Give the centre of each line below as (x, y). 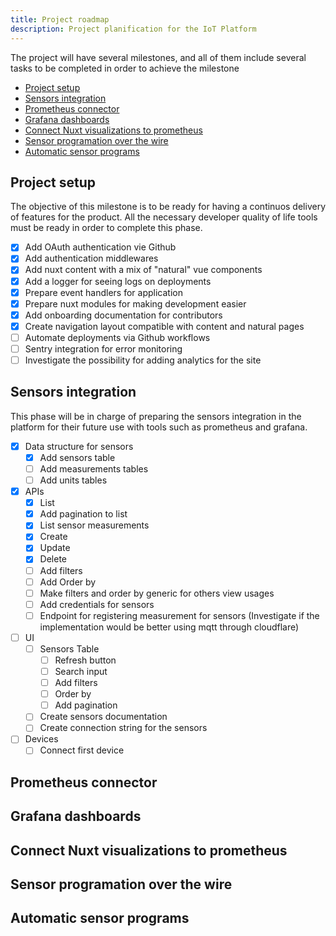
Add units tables (73, 480)
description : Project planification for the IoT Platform (133, 29)
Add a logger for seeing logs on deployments (118, 281)
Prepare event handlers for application (103, 292)
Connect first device (82, 750)
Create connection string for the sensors (123, 728)
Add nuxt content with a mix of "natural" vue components (143, 270)
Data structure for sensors (79, 446)
